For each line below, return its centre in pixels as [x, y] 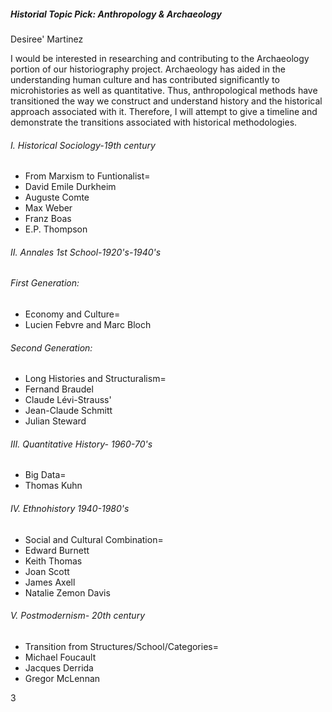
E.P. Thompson [56, 229]
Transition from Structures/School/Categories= [121, 646]
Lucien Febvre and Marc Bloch [88, 324]
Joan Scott [47, 571]
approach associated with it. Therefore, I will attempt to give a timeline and [164, 111]
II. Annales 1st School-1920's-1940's [86, 252]
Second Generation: [51, 347]
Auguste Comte [57, 197]
